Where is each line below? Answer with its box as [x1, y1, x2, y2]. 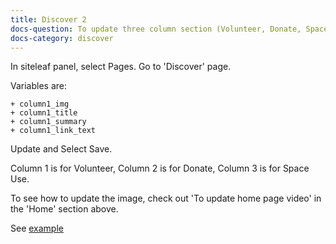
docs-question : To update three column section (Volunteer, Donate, [10, 24, 302, 34]
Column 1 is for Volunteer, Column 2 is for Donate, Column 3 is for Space [10, 162, 310, 175]
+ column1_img [10, 99, 70, 110]
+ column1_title [10, 108, 78, 118]
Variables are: [10, 80, 68, 92]
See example [10, 222, 64, 235]
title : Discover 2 [10, 14, 87, 25]
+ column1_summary [10, 117, 87, 127]
